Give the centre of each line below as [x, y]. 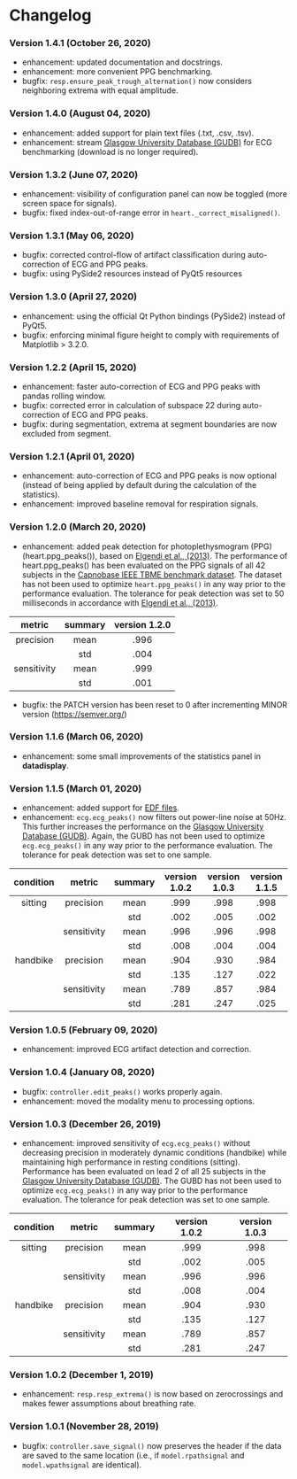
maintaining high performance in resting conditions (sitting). [131, 1162]
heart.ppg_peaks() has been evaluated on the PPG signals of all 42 [144, 565]
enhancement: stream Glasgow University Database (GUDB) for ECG [147, 142]
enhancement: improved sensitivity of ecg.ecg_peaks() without [136, 1143]
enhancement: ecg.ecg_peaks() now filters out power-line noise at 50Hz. [154, 817]
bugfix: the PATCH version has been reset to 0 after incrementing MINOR [155, 704]
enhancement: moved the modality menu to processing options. [138, 1101]
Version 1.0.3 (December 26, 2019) [85, 1124]
